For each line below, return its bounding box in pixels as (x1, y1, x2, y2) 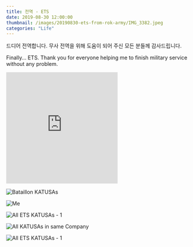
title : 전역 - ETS (6, 8, 49, 15)
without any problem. (6, 61, 58, 68)
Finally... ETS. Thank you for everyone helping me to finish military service (6, 54, 188, 61)
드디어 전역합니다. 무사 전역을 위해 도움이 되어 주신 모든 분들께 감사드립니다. (6, 42, 182, 49)
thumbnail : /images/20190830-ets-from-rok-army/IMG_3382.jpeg (6, 20, 163, 26)
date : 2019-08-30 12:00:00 (6, 14, 73, 20)
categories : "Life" (6, 25, 55, 31)
